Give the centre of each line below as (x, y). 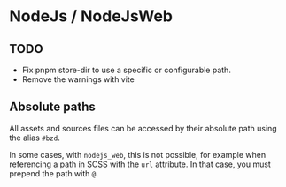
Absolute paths (52, 107)
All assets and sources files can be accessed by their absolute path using (143, 128)
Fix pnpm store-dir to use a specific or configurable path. (127, 70)
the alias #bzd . (35, 138)
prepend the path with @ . (54, 173)
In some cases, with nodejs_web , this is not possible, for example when (138, 154)
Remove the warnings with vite (78, 79)
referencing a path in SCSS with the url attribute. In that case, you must (140, 164)
